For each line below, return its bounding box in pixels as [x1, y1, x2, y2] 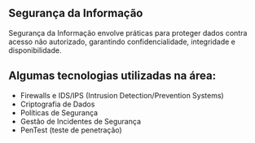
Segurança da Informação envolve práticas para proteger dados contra [8, 28, 248, 37]
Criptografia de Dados [20, 99, 95, 109]
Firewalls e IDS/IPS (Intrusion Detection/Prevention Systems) [20, 90, 224, 100]
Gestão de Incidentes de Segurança [20, 116, 141, 126]
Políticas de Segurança [20, 107, 99, 117]
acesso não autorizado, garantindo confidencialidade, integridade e [8, 37, 236, 46]
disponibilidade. [8, 45, 62, 55]
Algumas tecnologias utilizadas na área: [8, 69, 217, 83]
